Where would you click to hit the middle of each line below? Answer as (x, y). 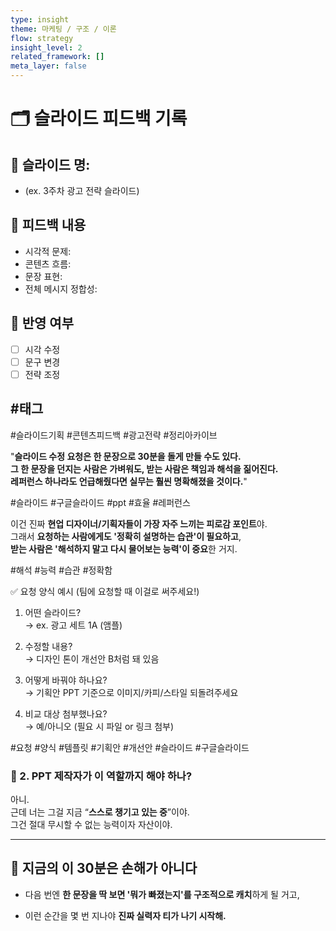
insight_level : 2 (46, 47)
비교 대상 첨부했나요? (66, 713)
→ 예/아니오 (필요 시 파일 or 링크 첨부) (99, 726)
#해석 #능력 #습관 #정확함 (61, 570)
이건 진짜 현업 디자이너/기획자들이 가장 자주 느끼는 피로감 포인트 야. (139, 523)
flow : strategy (42, 38)
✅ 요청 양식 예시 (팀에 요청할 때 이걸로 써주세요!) (105, 591)
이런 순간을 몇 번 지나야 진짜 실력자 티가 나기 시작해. (125, 915)
